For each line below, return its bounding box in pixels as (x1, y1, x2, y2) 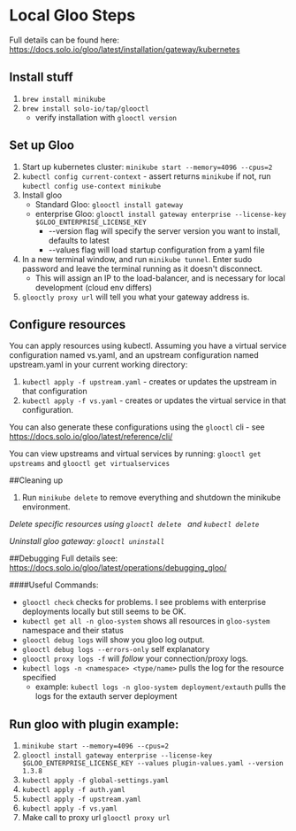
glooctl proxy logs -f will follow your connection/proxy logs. (21, 653, 249, 664)
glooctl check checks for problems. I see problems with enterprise (21, 597, 267, 608)
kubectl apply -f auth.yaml (21, 786, 125, 795)
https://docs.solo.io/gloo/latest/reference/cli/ (9, 431, 173, 442)
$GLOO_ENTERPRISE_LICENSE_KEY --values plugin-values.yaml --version (21, 759, 285, 768)
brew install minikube (21, 95, 106, 104)
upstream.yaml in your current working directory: (9, 360, 188, 370)
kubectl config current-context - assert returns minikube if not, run (21, 170, 271, 182)
